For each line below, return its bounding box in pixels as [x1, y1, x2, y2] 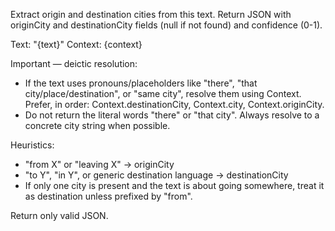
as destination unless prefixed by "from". [24, 190, 193, 202]
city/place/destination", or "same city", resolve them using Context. [24, 88, 302, 99]
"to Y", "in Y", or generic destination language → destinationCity [24, 169, 289, 181]
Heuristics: [10, 139, 55, 151]
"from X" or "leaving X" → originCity [24, 159, 175, 170]
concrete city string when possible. [24, 120, 171, 131]
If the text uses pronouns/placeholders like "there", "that [24, 77, 258, 89]
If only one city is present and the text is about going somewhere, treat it [24, 180, 325, 191]
